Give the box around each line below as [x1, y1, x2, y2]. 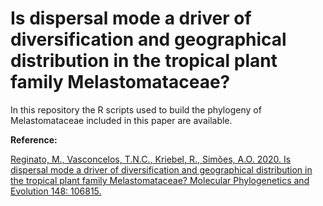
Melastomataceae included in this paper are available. [10, 114, 233, 126]
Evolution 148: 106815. [10, 185, 102, 197]
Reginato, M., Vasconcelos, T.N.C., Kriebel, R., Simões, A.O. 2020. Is [10, 153, 292, 165]
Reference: [10, 133, 58, 146]
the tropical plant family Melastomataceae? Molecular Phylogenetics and [10, 174, 310, 186]
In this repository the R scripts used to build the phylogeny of [10, 103, 262, 116]
